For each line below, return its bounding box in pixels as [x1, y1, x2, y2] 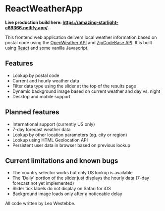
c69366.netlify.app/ [5, 24, 48, 30]
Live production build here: [5, 19, 62, 25]
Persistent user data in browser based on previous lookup [12, 142, 130, 148]
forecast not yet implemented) [12, 180, 74, 186]
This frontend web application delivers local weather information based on [5, 34, 157, 40]
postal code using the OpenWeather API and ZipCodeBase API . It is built [5, 39, 153, 45]
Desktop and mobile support [12, 93, 71, 99]
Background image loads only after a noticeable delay [12, 191, 122, 197]
